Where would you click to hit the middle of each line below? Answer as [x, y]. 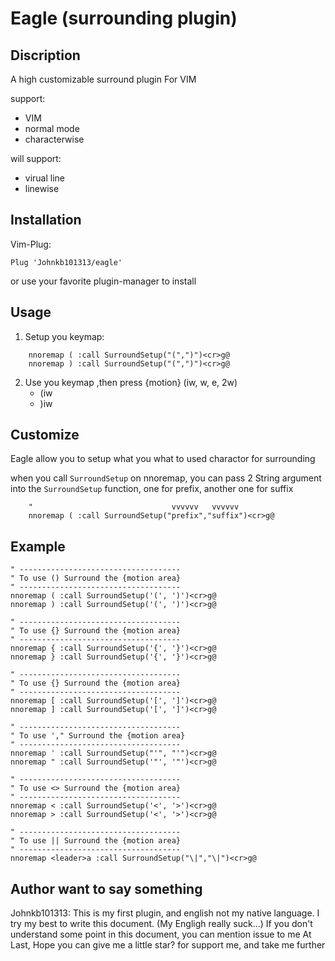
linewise [42, 188]
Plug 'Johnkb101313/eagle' [66, 262]
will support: [36, 158]
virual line [45, 178]
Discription [45, 55]
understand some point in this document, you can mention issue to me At [161, 934]
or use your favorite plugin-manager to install [103, 281]
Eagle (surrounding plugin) [124, 18]
